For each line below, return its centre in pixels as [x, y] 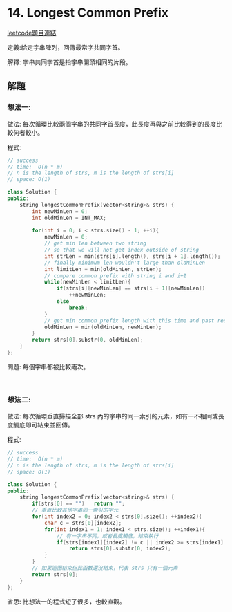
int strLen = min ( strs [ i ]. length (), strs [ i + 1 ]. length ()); [132, 256]
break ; [78, 308]
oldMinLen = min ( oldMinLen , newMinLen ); [103, 327]
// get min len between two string [95, 243]
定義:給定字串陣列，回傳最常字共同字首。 [66, 47]
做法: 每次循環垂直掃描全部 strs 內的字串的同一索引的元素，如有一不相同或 [113, 416]
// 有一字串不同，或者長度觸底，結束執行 [107, 536]
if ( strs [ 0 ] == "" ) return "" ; [79, 504]
